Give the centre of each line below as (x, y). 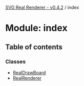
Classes (16, 61)
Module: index (36, 28)
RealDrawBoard (29, 72)
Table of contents (34, 47)
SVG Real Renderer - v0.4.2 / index (42, 7)
